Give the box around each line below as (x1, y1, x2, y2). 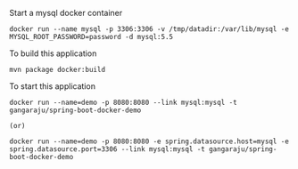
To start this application (9, 81, 96, 92)
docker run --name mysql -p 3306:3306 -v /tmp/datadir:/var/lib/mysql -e (9, 25, 290, 34)
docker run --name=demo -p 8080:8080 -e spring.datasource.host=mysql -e (9, 137, 290, 146)
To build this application (9, 48, 97, 59)
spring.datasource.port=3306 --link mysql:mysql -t (9, 145, 205, 154)
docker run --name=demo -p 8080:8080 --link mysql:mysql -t (9, 98, 238, 107)
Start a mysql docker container (9, 8, 123, 18)
